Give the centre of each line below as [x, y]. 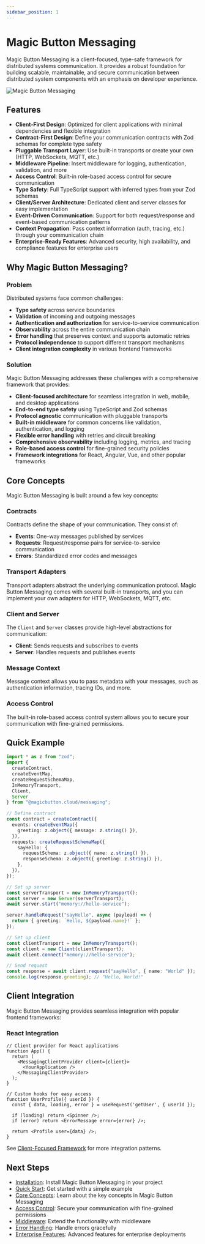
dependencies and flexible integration [63, 131]
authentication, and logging [50, 429]
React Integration [33, 1033]
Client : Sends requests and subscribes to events [77, 646]
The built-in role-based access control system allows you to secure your [98, 717]
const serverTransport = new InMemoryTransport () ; [72, 893]
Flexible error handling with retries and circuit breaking [85, 436]
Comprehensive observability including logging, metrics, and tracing [103, 442]
